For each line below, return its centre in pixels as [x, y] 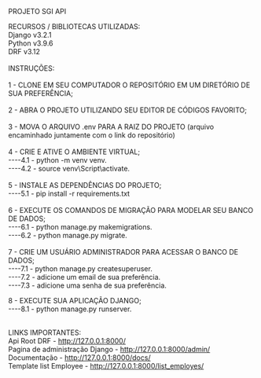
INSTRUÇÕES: [31, 68]
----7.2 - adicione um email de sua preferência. [85, 277]
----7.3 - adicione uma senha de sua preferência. [88, 285]
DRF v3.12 [24, 51]
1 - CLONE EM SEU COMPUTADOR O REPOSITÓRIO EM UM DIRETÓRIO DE [129, 85]
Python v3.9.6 [31, 43]
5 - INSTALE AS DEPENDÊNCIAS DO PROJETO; [85, 185]
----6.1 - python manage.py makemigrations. [80, 227]
